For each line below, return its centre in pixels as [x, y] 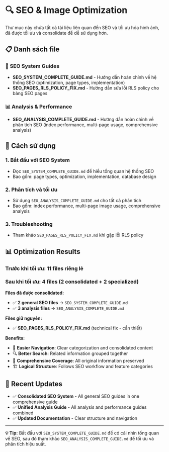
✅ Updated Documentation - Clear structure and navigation [75, 418]
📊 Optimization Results [43, 252]
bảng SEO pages [30, 93]
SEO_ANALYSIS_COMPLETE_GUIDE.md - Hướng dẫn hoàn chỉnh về [83, 119]
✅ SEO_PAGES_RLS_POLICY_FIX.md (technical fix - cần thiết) [77, 328]
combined [23, 413]
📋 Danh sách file [32, 50]
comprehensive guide [35, 402]
